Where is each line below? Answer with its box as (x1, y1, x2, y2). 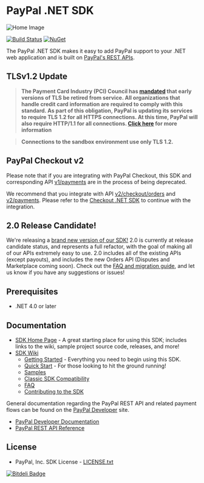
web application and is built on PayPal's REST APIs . (6, 53, 135, 61)
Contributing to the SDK (24, 388, 84, 395)
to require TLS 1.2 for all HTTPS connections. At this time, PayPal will (21, 113, 198, 120)
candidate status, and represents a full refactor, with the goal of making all (6, 243, 192, 250)
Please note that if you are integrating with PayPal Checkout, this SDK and (6, 171, 192, 179)
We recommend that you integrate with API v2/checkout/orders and (6, 190, 176, 197)
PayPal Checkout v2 (6, 156, 84, 166)
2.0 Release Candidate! (6, 220, 97, 231)
